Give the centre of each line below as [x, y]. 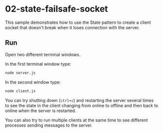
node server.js [20, 73]
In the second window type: [33, 82]
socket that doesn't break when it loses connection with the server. [72, 27]
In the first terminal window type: [38, 64]
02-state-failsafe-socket [56, 9]
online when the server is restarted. [41, 111]
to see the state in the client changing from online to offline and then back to [81, 105]
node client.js [20, 91]
